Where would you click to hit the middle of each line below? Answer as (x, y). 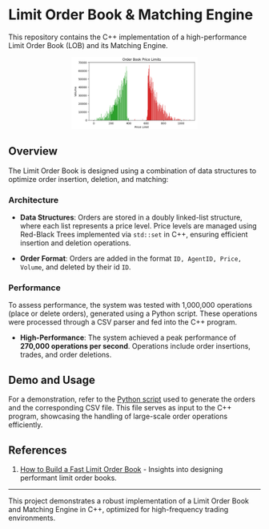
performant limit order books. (68, 478)
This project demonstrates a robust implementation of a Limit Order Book (129, 501)
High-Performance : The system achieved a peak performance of (128, 337)
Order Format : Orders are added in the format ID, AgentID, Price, (130, 259)
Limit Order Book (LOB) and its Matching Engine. (88, 45)
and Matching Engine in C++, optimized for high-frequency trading (118, 510)
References (38, 450)
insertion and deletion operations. (75, 243)
